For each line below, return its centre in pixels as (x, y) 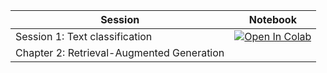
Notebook (272, 19)
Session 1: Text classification (84, 36)
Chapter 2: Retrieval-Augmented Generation (120, 52)
